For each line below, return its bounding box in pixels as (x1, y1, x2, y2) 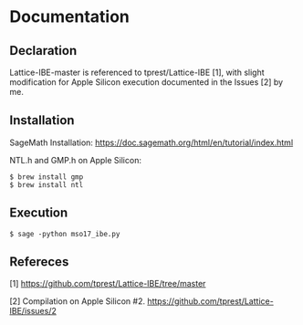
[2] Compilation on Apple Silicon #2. (9, 296, 146, 307)
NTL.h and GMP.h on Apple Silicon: (9, 154, 141, 165)
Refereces (9, 254, 69, 270)
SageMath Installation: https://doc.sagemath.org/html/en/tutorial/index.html (9, 137, 294, 148)
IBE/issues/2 (9, 306, 57, 317)
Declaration (9, 43, 78, 58)
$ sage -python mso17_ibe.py (9, 229, 120, 238)
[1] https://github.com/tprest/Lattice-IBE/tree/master (9, 278, 206, 289)
